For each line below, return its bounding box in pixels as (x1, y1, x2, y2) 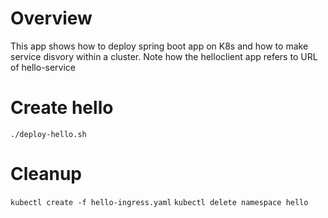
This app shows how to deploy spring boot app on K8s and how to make (10, 40, 309, 52)
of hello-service (10, 61, 77, 73)
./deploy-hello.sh (10, 129, 87, 139)
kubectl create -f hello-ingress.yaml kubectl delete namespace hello (10, 197, 309, 207)
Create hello (10, 97, 114, 119)
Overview (10, 7, 93, 30)
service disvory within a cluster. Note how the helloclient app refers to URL (10, 50, 318, 62)
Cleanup (10, 163, 83, 186)
